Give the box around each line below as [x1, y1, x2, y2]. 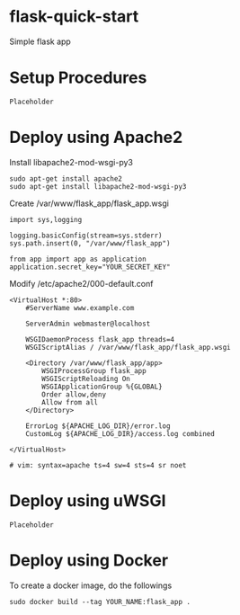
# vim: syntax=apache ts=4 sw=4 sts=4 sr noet [9, 460, 187, 469]
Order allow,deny [41, 389, 106, 399]
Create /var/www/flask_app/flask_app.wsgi [9, 198, 169, 209]
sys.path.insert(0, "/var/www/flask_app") [9, 238, 171, 248]
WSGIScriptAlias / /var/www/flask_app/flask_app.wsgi [25, 343, 231, 352]
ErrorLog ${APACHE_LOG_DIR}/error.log [25, 421, 171, 431]
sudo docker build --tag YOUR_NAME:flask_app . [9, 597, 191, 606]
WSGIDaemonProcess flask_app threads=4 [25, 334, 175, 343]
